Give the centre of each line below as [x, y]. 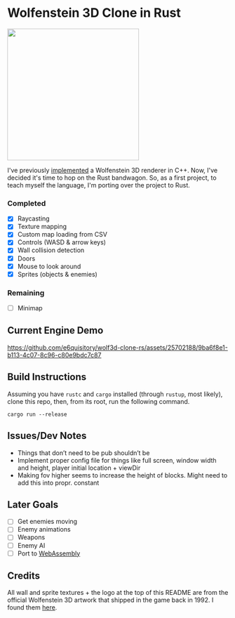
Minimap [30, 308]
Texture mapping [42, 227]
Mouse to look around [49, 266]
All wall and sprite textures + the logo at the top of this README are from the [118, 593]
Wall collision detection [51, 250]
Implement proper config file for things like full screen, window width [117, 460]
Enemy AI [31, 545]
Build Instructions [47, 377]
